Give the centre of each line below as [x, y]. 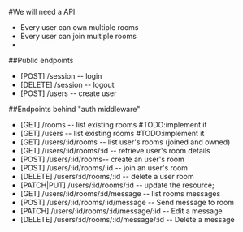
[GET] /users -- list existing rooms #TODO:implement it [112, 133]
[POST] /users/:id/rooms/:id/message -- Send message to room [127, 202]
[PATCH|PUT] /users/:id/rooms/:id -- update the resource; [117, 185]
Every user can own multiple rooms [79, 27]
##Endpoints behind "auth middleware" [74, 109]
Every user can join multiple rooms [78, 36]
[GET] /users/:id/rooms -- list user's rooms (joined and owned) [125, 142]
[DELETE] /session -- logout [67, 85]
